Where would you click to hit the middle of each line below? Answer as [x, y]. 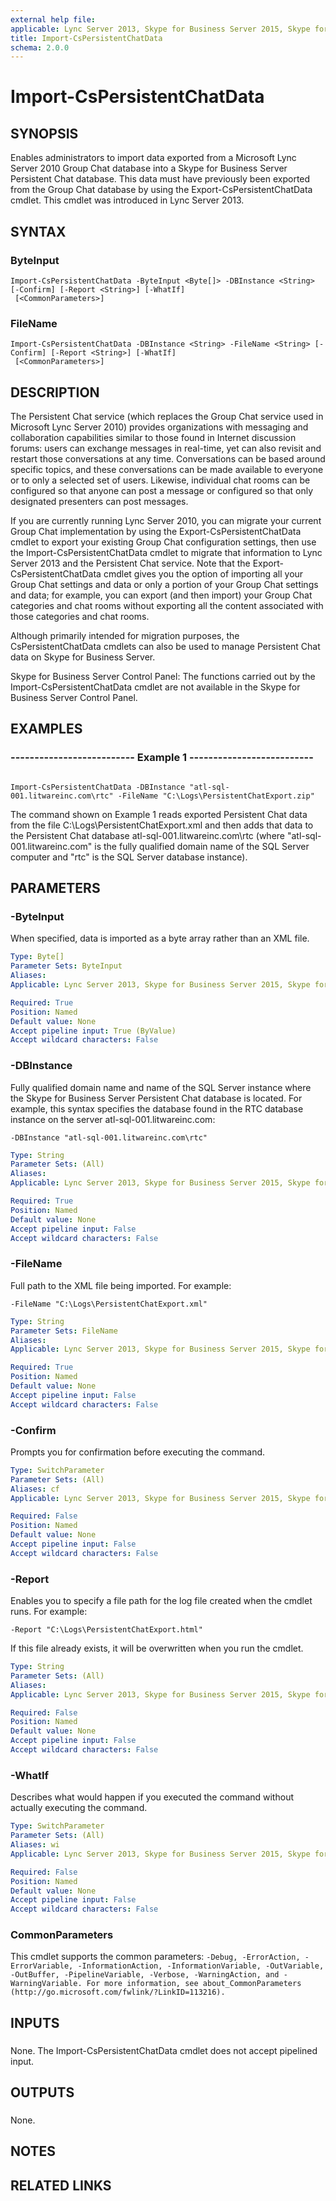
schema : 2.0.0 [40, 47]
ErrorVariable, [42, 1966]
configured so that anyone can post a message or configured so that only [162, 491]
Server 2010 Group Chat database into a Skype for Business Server [149, 168]
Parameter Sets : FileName [64, 1331]
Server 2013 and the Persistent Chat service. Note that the [130, 563]
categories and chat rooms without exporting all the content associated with [167, 606]
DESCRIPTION [55, 392]
